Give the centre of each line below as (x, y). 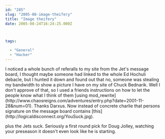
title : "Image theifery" (31, 19)
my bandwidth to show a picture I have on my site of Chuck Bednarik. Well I (83, 84)
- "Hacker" (21, 55)
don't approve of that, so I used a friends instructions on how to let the (78, 90)
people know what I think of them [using (47, 95)
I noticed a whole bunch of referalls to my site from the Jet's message (77, 69)
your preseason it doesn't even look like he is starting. (61, 131)
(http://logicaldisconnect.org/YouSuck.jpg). (50, 116)
